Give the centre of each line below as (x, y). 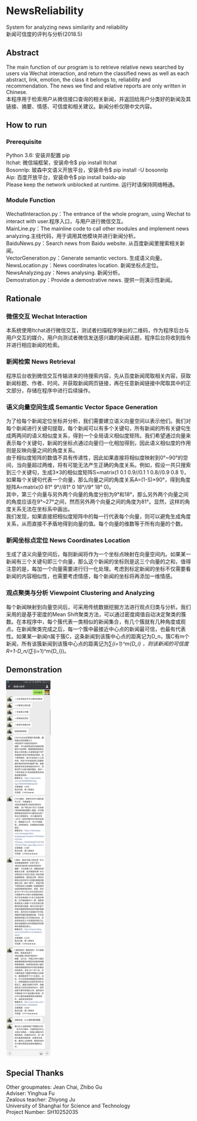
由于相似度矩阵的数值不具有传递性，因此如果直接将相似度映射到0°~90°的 (95, 458)
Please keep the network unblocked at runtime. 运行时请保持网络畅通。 (92, 185)
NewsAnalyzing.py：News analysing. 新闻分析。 (64, 272)
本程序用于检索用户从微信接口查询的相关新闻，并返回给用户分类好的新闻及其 (98, 99)
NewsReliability (45, 11)
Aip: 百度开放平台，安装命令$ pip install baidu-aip (66, 177)
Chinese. (17, 92)
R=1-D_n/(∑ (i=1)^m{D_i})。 (38, 651)
